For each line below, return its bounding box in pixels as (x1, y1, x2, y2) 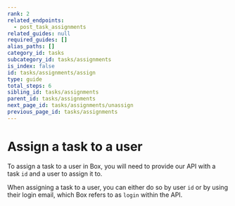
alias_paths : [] (7, 43, 55, 50)
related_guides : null (7, 30, 71, 37)
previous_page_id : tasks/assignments (7, 108, 118, 115)
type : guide (7, 75, 42, 83)
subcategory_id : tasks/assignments (7, 56, 112, 63)
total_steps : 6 (7, 82, 52, 89)
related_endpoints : (7, 17, 65, 24)
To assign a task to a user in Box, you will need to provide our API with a (7, 162, 216, 170)
